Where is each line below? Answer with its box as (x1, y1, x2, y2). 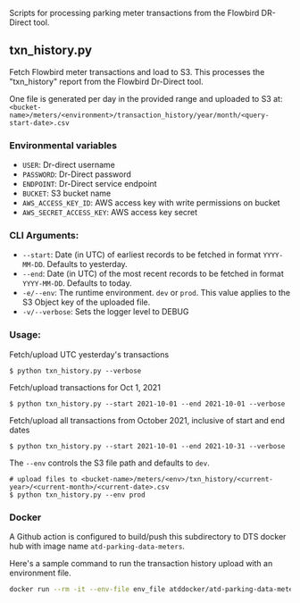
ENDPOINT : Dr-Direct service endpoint (21, 179, 158, 189)
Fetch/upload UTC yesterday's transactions (9, 348, 170, 360)
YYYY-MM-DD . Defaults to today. (21, 278, 132, 289)
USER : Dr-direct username (21, 160, 116, 171)
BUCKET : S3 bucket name (21, 188, 112, 199)
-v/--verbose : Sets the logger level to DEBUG (21, 306, 189, 317)
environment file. (9, 567, 71, 578)
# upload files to (9, 474, 78, 483)
